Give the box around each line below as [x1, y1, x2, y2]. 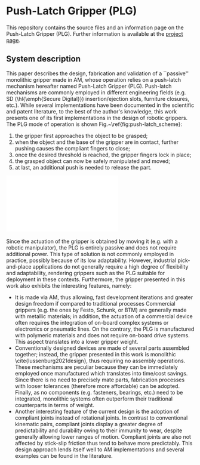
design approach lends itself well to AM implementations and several [14, 446, 184, 453]
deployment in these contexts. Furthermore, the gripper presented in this [6, 276, 186, 283]
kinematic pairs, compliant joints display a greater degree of [14, 420, 163, 427]
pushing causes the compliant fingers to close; [14, 144, 130, 152]
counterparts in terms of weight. [14, 401, 94, 408]
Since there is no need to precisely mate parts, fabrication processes [14, 376, 185, 383]
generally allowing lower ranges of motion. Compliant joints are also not [14, 433, 191, 440]
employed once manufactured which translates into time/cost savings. [14, 369, 188, 377]
